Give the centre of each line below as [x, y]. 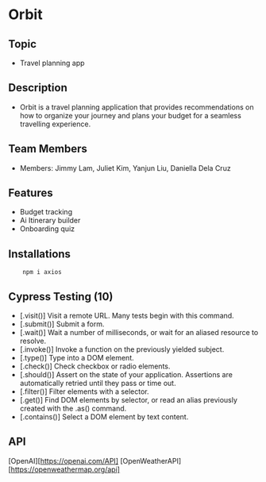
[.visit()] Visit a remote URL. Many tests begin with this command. [127, 316]
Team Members [48, 149]
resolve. [33, 341]
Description [38, 88]
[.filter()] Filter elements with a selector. [84, 391]
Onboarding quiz [47, 229]
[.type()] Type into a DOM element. [77, 358]
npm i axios [42, 272]
